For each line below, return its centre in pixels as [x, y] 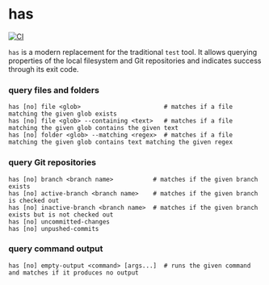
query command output [56, 249]
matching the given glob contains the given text [94, 128]
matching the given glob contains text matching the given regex [120, 142]
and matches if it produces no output [74, 272]
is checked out [34, 200]
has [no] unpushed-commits [54, 228]
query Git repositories [53, 162]
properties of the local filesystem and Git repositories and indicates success [135, 61]
